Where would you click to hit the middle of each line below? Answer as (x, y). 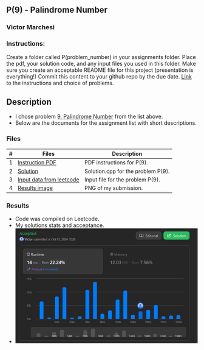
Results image (36, 188)
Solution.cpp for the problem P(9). (127, 171)
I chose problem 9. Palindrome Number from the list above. (89, 117)
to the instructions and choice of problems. (60, 83)
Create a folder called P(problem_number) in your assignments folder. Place (101, 57)
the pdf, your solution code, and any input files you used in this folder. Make (101, 63)
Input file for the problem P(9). (122, 180)
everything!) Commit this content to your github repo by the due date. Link (99, 76)
